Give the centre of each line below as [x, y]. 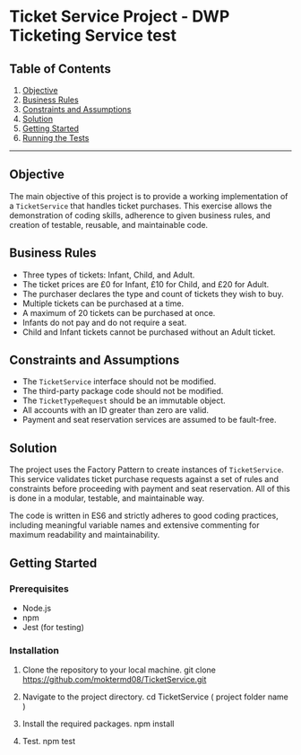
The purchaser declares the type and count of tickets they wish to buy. [153, 294]
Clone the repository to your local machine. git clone [119, 670]
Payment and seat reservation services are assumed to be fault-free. [149, 420]
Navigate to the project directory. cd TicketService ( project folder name [155, 697]
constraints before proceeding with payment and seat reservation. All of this [150, 489]
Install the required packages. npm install [98, 724]
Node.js [37, 608]
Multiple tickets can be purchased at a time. [103, 303]
